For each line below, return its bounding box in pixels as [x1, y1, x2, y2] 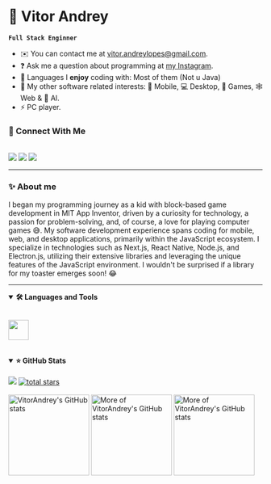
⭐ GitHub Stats [15, 356, 67, 365]
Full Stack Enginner [8, 34, 78, 42]
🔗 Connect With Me [8, 125, 86, 137]
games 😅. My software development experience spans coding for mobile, [8, 225, 255, 235]
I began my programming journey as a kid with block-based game [8, 200, 227, 209]
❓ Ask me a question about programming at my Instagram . [19, 61, 214, 70]
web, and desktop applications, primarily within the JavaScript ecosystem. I [8, 234, 260, 243]
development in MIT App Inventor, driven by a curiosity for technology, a [8, 208, 249, 217]
